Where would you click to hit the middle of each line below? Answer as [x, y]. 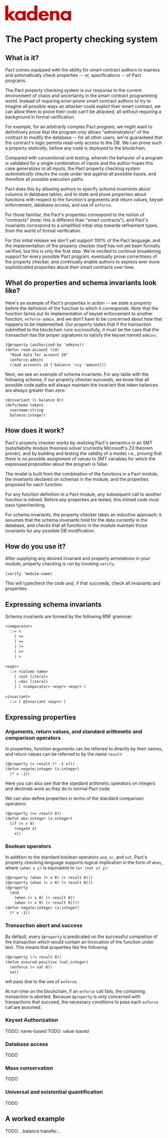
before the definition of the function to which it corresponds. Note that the [82, 308]
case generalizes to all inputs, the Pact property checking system [73, 168]
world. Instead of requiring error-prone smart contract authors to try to [78, 101]
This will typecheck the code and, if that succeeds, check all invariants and [83, 583]
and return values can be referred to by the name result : [64, 754]
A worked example [35, 1119]
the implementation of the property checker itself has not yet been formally [83, 246]
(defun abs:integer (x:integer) [39, 818]
